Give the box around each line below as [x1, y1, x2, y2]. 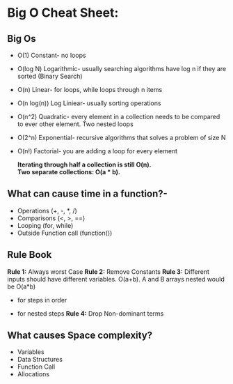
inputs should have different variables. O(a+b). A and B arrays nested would [7, 275, 225, 283]
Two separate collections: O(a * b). [17, 168, 120, 176]
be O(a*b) [7, 282, 36, 291]
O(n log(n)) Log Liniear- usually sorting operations [17, 99, 161, 107]
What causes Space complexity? [7, 330, 153, 341]
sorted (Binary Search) [17, 72, 83, 80]
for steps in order [17, 295, 67, 304]
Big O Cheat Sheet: [7, 5, 119, 21]
